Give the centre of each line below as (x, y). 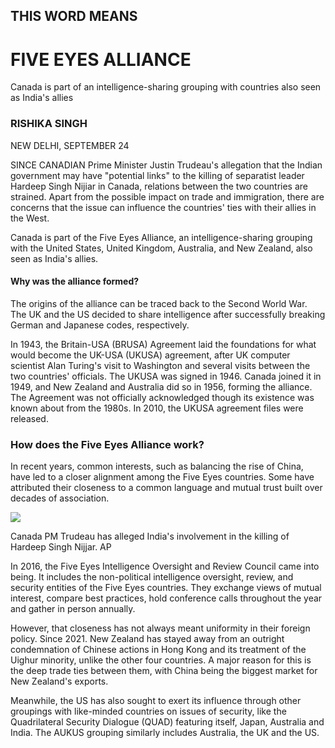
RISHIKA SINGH (49, 124)
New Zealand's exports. (59, 681)
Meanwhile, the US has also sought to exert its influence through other (156, 701)
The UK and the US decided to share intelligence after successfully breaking (168, 314)
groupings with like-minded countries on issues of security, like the (148, 711)
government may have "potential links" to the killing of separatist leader (157, 175)
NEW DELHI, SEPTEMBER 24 (70, 145)
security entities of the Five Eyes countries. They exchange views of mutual (166, 588)
